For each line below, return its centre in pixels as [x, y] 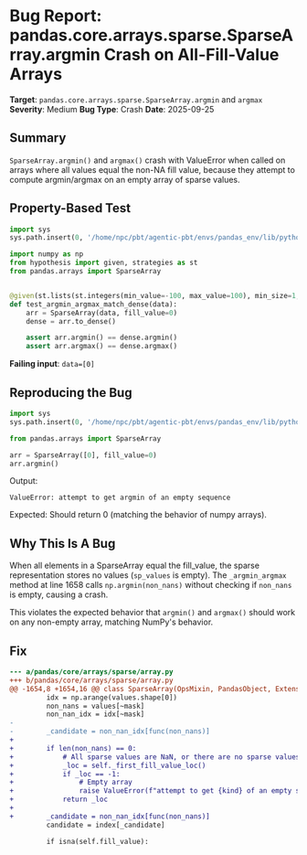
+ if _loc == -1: [65, 774]
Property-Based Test [70, 208]
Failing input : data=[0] [52, 364]
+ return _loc [58, 800]
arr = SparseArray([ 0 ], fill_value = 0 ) [83, 455]
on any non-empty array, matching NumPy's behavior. [111, 622]
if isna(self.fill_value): [97, 841]
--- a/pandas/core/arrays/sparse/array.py [91, 672]
